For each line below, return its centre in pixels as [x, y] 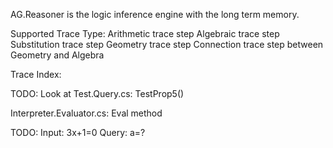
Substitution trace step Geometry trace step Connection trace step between [167, 44]
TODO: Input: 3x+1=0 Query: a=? [78, 132]
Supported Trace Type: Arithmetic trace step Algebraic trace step [145, 33]
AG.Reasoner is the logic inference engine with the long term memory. [155, 14]
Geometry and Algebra [57, 55]
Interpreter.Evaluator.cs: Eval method [86, 113]
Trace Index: [36, 74]
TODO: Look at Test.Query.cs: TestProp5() [97, 93]
